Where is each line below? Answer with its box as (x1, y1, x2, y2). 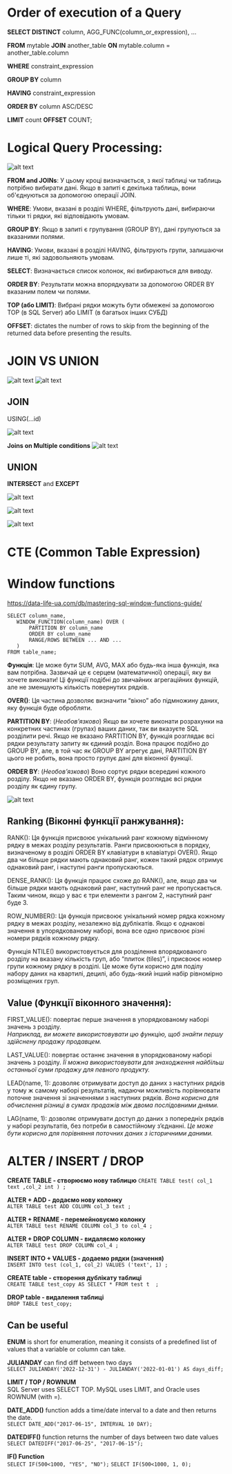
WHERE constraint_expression (7, 62, 94, 70)
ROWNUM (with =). (7, 1392, 62, 1401)
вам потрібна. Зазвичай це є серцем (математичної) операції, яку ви (7, 668, 211, 676)
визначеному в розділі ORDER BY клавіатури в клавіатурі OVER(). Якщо (7, 848, 217, 856)
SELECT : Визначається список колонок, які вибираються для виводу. (7, 267, 213, 275)
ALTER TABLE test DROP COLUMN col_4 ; (7, 1242, 119, 1249)
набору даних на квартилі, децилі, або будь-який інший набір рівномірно (7, 969, 223, 978)
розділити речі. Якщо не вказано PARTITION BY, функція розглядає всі (7, 732, 215, 740)
